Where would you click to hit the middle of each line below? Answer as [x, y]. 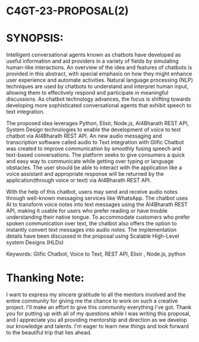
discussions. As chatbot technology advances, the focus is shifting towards [99, 99]
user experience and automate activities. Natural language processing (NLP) [99, 80]
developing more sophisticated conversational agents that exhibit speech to [99, 105]
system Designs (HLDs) [35, 242]
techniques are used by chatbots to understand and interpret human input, [97, 86]
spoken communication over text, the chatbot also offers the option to [91, 223]
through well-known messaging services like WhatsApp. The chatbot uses [97, 198]
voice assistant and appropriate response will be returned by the [85, 174]
